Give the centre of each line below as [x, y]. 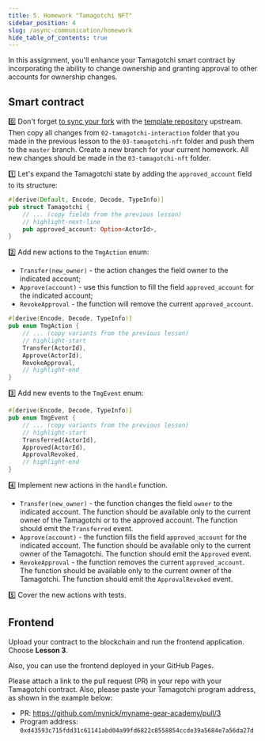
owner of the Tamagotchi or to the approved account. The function [129, 520]
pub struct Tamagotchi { [49, 207]
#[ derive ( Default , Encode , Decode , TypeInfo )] [86, 200]
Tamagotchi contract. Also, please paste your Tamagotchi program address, [132, 689]
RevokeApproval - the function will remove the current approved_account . [136, 304]
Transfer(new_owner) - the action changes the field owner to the [124, 271]
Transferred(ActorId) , [60, 440]
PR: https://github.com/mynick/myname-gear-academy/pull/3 [120, 712]
